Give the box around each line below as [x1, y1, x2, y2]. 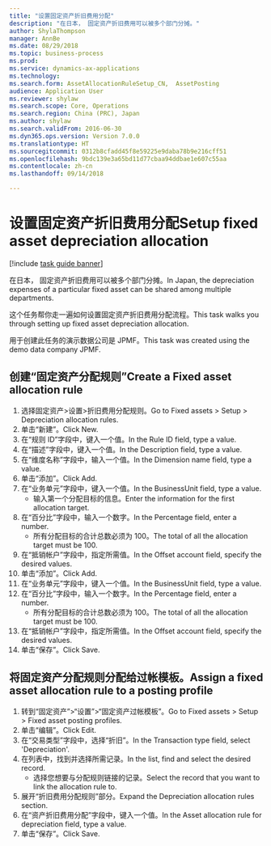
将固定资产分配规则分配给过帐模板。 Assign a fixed [9, 670, 264, 684]
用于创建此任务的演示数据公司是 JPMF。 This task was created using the [9, 335, 250, 345]
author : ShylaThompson [9, 27, 86, 35]
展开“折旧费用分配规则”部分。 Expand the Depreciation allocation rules [20, 791, 255, 801]
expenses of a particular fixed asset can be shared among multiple [9, 284, 232, 294]
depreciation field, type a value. [20, 819, 127, 829]
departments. [9, 293, 54, 302]
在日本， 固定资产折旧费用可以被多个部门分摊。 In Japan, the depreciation [9, 275, 254, 285]
